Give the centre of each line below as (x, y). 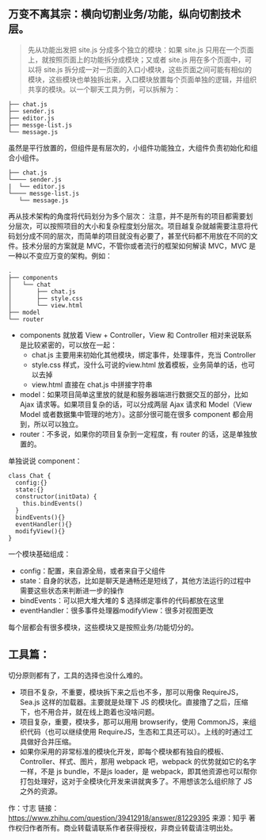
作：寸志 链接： (34, 808)
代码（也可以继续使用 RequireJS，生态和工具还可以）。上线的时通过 (137, 731)
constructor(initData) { (56, 496)
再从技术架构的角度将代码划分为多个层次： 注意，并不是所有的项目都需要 (127, 216)
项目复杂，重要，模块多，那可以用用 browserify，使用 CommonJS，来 (135, 722)
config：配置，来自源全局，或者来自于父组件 (93, 571)
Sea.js (30, 702)
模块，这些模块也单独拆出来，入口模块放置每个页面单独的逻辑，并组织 (142, 79)
